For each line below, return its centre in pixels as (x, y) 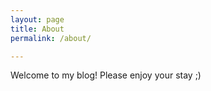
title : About (37, 29)
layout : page (37, 19)
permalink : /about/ (51, 38)
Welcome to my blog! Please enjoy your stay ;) (106, 75)
